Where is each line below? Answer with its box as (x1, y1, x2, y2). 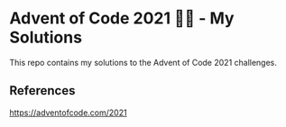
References (9, 83, 76, 98)
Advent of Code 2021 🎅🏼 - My (9, 8, 235, 29)
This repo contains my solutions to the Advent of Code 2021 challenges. (9, 57, 278, 68)
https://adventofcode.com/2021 (9, 107, 128, 118)
